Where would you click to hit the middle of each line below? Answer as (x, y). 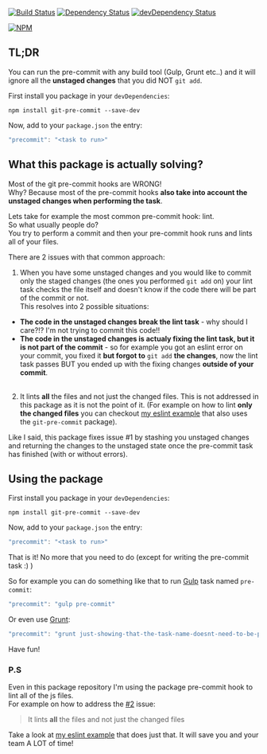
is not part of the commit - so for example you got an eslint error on (132, 347)
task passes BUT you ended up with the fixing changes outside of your (137, 364)
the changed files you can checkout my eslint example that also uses (133, 413)
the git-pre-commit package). (68, 421)
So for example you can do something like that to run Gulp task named (124, 581)
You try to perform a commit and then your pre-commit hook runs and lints (130, 233)
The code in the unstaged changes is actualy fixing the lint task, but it (137, 338)
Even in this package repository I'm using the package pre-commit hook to (130, 687)
